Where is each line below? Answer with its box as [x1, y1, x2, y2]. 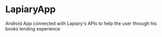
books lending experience [5, 25, 60, 31]
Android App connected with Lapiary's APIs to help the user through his [5, 20, 157, 26]
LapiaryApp [5, 4, 56, 15]
